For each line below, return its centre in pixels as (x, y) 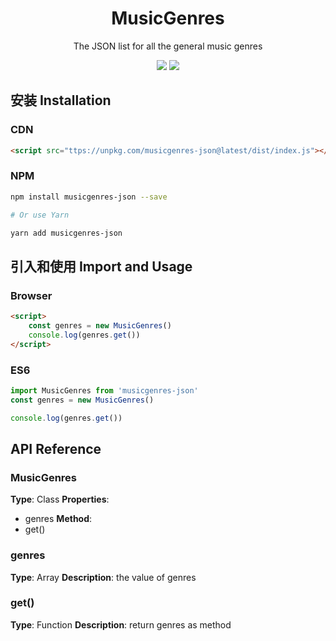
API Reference (56, 448)
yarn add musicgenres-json (66, 233)
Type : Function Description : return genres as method (121, 624)
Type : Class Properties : (60, 499)
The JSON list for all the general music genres (168, 46)
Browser (31, 295)
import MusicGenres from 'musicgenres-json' (104, 390)
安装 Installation (61, 100)
